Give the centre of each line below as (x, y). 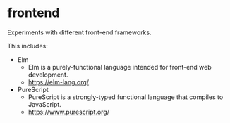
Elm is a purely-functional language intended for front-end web (120, 67)
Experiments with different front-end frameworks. (79, 32)
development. (48, 75)
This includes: (28, 46)
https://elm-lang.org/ (59, 82)
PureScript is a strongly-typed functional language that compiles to (126, 97)
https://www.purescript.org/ (68, 112)
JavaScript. (44, 104)
